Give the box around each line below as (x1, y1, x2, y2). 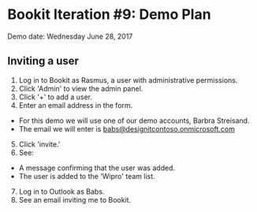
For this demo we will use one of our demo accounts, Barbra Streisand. (18, 116, 250, 125)
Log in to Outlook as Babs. (18, 187, 105, 196)
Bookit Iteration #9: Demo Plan (7, 6, 211, 24)
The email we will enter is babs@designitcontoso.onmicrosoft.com (18, 124, 236, 133)
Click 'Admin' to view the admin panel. (18, 84, 143, 93)
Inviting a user (7, 54, 80, 68)
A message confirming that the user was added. (18, 163, 175, 173)
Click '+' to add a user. (18, 92, 92, 102)
